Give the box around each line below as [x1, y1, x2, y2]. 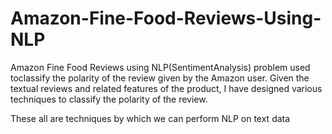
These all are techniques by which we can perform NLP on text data [10, 112, 291, 124]
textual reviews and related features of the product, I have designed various [10, 82, 323, 94]
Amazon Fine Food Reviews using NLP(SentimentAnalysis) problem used [10, 61, 311, 73]
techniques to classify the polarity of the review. [10, 93, 208, 105]
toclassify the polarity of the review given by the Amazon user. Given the [10, 72, 310, 84]
